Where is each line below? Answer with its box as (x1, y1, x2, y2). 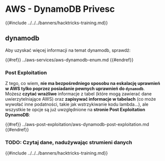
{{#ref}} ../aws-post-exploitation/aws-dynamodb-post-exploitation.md (5, 121, 150, 127)
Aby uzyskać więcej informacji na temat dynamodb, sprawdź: (5, 47, 131, 53)
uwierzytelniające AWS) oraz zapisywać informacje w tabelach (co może (5, 96, 156, 102)
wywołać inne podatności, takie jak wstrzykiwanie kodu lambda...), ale (5, 101, 149, 107)
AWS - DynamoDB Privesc (5, 3, 115, 15)
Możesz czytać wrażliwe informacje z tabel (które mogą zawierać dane (5, 91, 152, 97)
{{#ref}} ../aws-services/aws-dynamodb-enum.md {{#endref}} (5, 57, 134, 63)
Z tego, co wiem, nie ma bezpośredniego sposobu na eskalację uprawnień (5, 80, 160, 86)
